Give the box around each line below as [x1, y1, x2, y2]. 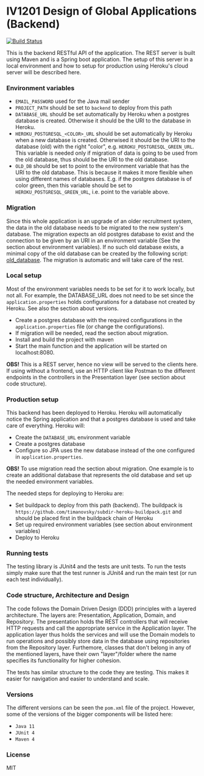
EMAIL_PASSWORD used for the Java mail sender [15, 97, 130, 105]
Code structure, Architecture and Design [6, 591, 130, 599]
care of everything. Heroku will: [6, 422, 85, 429]
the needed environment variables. [6, 478, 94, 485]
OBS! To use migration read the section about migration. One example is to [6, 465, 194, 473]
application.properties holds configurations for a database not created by [6, 298, 195, 305]
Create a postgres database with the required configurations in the [15, 316, 183, 323]
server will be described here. [6, 68, 82, 76]
